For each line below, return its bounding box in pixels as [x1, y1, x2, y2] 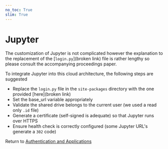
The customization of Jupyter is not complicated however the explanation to [5, 50, 163, 56]
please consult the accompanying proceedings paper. [5, 61, 117, 67]
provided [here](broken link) [12, 91, 71, 97]
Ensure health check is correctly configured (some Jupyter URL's [12, 123, 148, 129]
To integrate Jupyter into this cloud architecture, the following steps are [5, 71, 153, 77]
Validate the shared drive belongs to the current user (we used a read [12, 102, 157, 108]
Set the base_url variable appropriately [12, 97, 93, 103]
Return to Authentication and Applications [5, 138, 92, 144]
